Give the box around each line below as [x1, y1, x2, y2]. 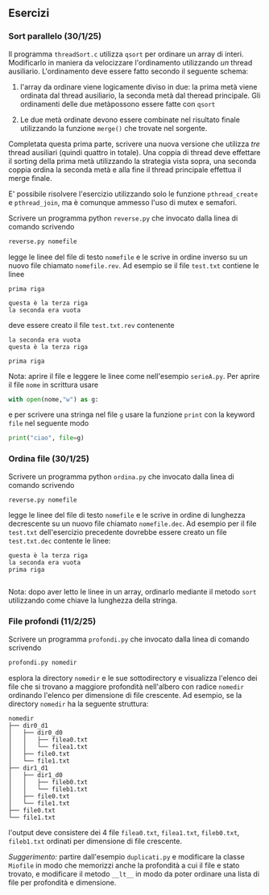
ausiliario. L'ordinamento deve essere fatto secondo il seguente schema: [8, 66, 249, 76]
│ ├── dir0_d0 [8, 729, 63, 737]
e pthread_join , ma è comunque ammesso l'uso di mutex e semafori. [8, 197, 238, 207]
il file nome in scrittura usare [8, 380, 99, 389]
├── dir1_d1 [8, 763, 48, 772]
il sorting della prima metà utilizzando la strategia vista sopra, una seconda [8, 156, 257, 166]
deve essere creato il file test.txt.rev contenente [8, 320, 175, 330]
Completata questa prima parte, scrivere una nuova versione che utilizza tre [8, 139, 260, 149]
